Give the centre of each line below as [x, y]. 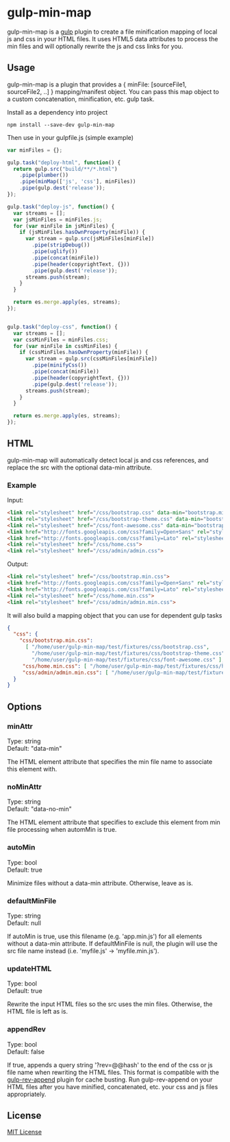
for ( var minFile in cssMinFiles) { [65, 346]
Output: [18, 564]
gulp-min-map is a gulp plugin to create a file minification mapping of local [112, 32]
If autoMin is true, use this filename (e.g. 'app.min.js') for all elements [105, 936]
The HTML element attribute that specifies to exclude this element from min [114, 822]
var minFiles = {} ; [35, 150]
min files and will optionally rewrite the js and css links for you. [95, 46]
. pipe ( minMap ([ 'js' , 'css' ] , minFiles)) [78, 182]
